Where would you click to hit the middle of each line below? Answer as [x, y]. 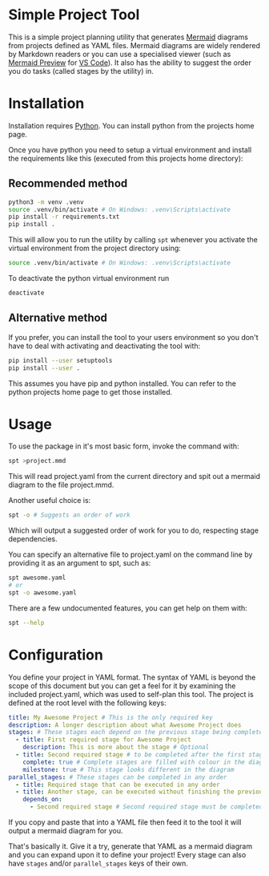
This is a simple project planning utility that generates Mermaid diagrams [128, 37]
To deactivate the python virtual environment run [89, 278]
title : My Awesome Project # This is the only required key [111, 717]
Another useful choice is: [50, 501]
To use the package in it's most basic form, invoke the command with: [124, 446]
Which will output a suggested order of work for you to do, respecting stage [133, 530]
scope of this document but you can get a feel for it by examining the [122, 685]
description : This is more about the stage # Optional [116, 748]
